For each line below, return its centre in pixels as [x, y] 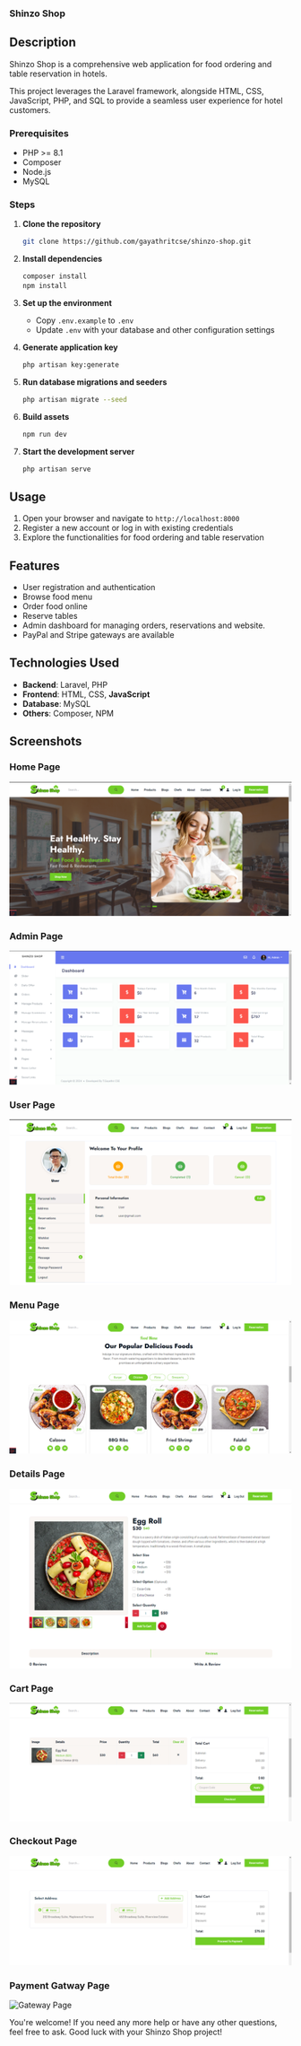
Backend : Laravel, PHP [65, 684]
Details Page [37, 1474]
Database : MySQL [56, 703]
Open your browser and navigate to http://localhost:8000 [131, 518]
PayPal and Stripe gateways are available [98, 635]
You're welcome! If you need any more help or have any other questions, [143, 2023]
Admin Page [36, 936]
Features [34, 566]
